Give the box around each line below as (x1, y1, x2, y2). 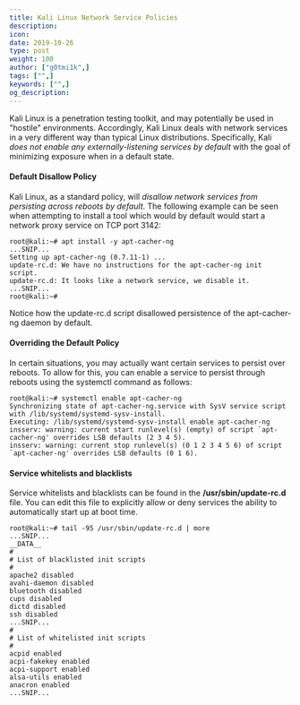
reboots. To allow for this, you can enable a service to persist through (9, 366, 266, 377)
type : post (9, 47, 50, 56)
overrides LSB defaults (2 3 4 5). (53, 433, 186, 442)
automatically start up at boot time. (9, 507, 139, 518)
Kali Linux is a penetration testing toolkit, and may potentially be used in (9, 113, 274, 124)
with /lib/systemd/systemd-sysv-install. (9, 409, 167, 418)
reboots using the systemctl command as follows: (9, 376, 193, 387)
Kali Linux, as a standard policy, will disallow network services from (9, 191, 258, 202)
